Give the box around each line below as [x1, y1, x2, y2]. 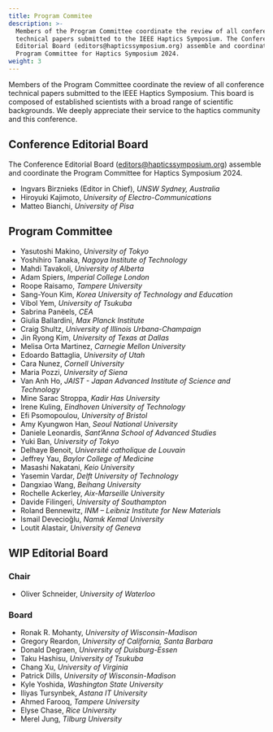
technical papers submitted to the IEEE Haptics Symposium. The [15, 34, 238, 43]
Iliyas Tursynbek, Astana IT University [19, 688, 148, 698]
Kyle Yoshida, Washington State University [19, 680, 164, 690]
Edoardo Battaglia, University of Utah [19, 350, 145, 359]
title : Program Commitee [8, 11, 93, 20]
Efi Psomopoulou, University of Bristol [19, 410, 148, 420]
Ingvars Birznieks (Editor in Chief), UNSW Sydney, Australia [19, 184, 220, 194]
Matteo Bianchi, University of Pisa [19, 201, 134, 211]
